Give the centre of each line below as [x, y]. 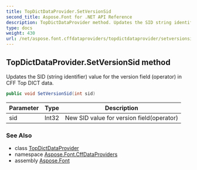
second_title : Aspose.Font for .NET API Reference [69, 17]
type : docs [19, 28]
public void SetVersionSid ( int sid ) [51, 93]
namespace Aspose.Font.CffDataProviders [66, 154]
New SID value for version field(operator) [122, 118]
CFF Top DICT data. [30, 83]
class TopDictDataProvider [47, 148]
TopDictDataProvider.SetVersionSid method [89, 62]
